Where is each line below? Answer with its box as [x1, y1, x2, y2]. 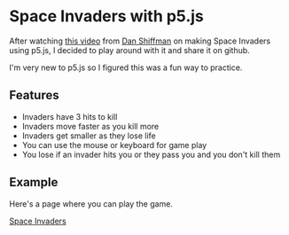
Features [9, 88, 59, 103]
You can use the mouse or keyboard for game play [21, 139, 207, 150]
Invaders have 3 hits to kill [21, 111, 118, 121]
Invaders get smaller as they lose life [21, 130, 157, 141]
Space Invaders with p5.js [9, 6, 204, 27]
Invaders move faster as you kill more [21, 121, 160, 131]
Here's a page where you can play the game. [9, 198, 173, 209]
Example [9, 175, 59, 190]
